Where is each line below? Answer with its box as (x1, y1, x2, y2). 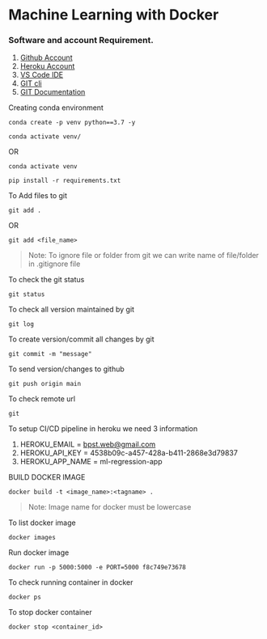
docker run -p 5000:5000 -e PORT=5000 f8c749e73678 (8, 564, 186, 572)
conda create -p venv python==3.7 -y (8, 119, 136, 127)
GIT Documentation (19, 87, 86, 97)
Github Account (19, 53, 73, 62)
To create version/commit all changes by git (8, 334, 155, 345)
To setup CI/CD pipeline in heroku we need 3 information (8, 424, 198, 434)
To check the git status (8, 275, 85, 285)
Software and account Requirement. (8, 35, 154, 46)
